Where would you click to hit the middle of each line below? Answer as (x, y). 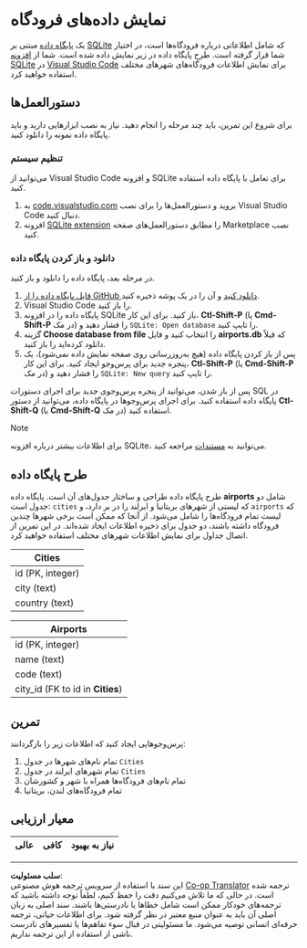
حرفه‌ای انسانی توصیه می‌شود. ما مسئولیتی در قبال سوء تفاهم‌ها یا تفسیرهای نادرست (154, 923)
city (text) (36, 588)
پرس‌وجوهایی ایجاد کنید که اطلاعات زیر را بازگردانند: (98, 743)
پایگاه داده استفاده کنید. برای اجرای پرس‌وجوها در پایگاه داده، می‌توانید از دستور (143, 401)
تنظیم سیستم (36, 158)
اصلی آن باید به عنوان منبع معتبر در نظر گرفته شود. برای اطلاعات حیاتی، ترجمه (143, 914)
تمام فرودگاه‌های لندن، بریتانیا (72, 790)
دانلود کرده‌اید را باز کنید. (64, 344)
